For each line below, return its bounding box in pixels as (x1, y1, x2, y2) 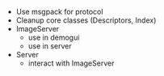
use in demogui (27, 32, 80, 42)
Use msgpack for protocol (15, 7, 103, 16)
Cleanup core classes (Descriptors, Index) (15, 15, 157, 25)
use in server (27, 41, 73, 51)
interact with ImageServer (27, 58, 115, 68)
